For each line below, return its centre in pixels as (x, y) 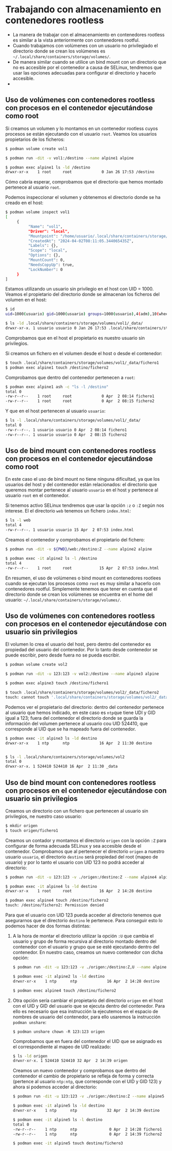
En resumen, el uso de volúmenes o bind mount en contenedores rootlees (83, 578)
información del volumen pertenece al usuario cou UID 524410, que (77, 723)
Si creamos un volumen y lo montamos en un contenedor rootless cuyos (82, 128)
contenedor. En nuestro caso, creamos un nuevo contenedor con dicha (88, 953)
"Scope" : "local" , (48, 250)
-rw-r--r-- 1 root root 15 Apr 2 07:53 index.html (82, 568)
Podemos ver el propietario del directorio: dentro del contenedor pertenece (85, 707)
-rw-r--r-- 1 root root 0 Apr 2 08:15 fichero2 (80, 401)
